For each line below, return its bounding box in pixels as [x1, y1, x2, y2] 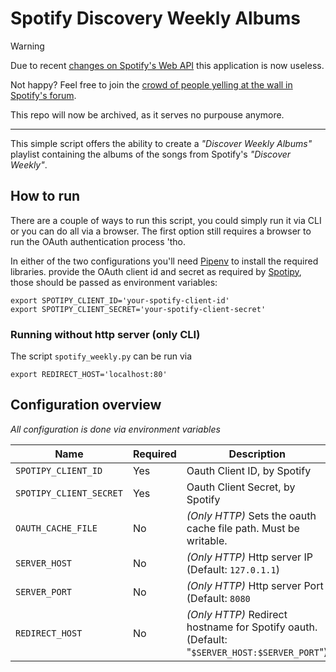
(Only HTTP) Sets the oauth [186, 508, 317, 522]
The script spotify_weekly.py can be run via [10, 350, 193, 362]
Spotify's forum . [10, 89, 77, 101]
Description [228, 447, 286, 461]
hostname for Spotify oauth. [186, 620, 318, 634]
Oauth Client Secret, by [186, 480, 296, 494]
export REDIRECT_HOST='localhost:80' [10, 370, 168, 380]
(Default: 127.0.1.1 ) [186, 562, 280, 576]
